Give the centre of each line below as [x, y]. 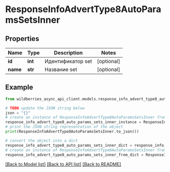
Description [68, 53]
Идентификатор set [69, 61]
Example [19, 88]
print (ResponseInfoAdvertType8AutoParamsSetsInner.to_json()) [72, 132]
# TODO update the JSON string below [45, 108]
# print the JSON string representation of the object [64, 127]
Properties [22, 39]
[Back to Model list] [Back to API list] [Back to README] [63, 164]
